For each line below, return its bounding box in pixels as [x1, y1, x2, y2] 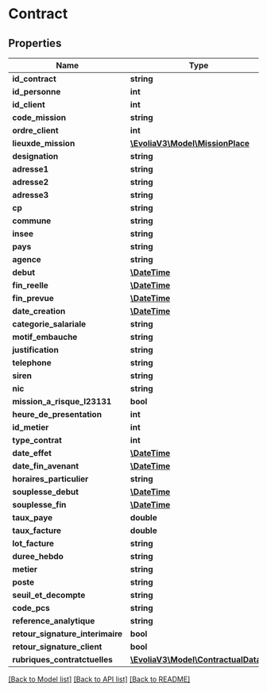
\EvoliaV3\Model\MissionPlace [130, 138, 250, 149]
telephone [12, 357, 52, 368]
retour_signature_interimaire [12, 628, 123, 639]
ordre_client [12, 125, 59, 136]
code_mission [12, 112, 66, 123]
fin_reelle [12, 280, 49, 291]
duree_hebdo [12, 551, 64, 562]
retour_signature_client [12, 641, 103, 652]
